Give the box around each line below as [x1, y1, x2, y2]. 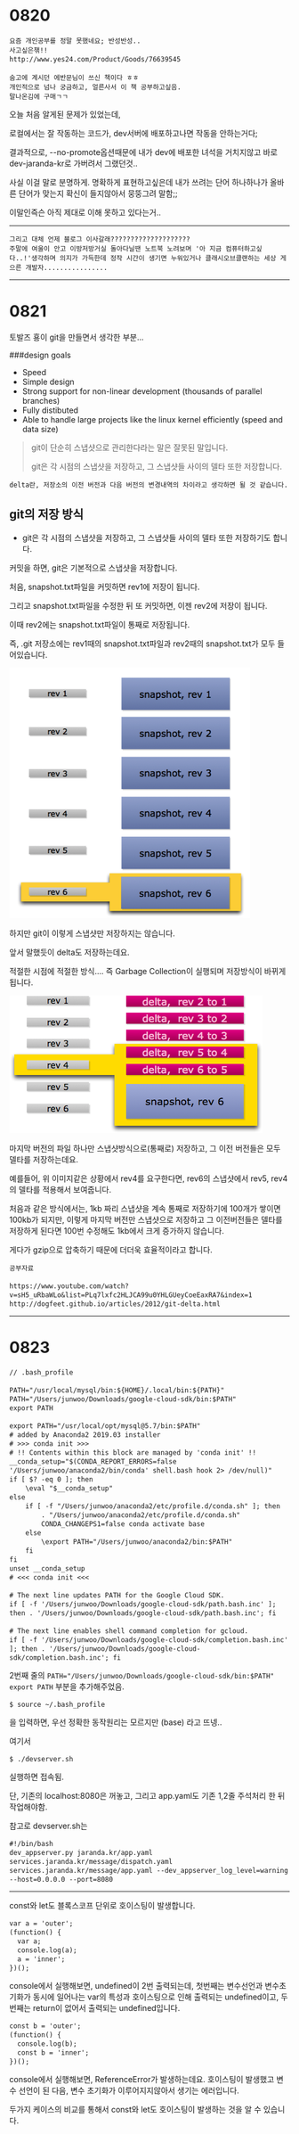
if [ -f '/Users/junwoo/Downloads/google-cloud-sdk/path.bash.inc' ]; [9, 1599, 277, 1609]
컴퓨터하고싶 [225, 244, 263, 253]
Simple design [21, 376, 75, 387]
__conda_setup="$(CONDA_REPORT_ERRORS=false [9, 1457, 177, 1466]
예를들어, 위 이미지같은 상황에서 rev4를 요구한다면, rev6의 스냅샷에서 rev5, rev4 [9, 1173, 288, 1184]
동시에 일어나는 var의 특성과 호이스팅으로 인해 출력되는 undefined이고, [32, 1991, 279, 2002]
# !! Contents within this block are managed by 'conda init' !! [9, 1448, 256, 1457]
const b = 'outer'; [9, 2021, 82, 2031]
